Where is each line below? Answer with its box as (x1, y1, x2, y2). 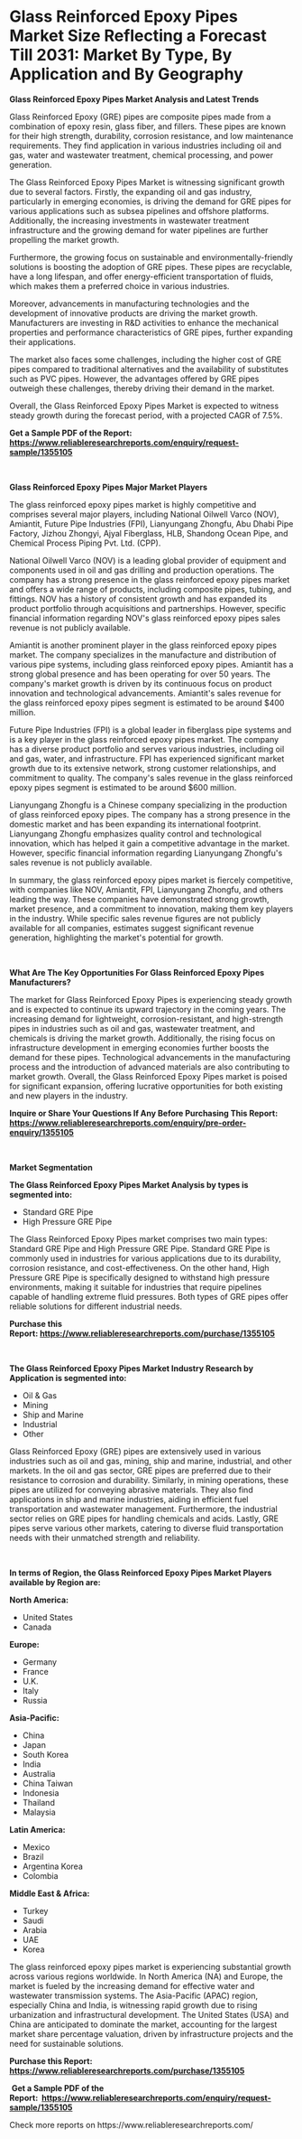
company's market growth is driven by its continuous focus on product (9, 677, 272, 688)
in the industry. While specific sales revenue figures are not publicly (9, 912, 261, 923)
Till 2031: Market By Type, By (9, 45, 233, 65)
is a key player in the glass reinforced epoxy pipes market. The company (9, 733, 279, 744)
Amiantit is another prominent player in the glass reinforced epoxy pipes (9, 640, 278, 650)
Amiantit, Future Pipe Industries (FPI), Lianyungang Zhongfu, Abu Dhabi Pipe (9, 518, 294, 529)
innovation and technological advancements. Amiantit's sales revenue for (9, 687, 282, 698)
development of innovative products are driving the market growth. (9, 307, 259, 318)
